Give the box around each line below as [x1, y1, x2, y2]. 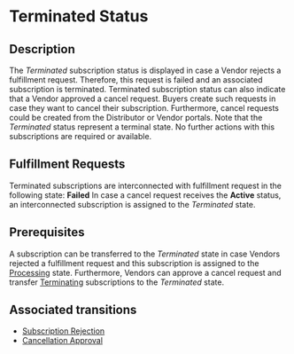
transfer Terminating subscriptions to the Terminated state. [9, 277, 224, 287]
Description [9, 42, 75, 57]
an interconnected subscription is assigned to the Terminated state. [9, 199, 256, 209]
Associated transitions [9, 303, 137, 318]
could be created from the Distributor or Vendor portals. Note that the [9, 113, 263, 122]
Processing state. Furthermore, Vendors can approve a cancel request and [9, 267, 282, 278]
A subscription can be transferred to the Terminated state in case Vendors [9, 248, 281, 259]
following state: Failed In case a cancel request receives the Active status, [9, 189, 282, 201]
